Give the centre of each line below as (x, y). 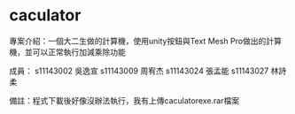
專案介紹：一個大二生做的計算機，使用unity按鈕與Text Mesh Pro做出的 (138, 41)
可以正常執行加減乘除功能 (79, 52)
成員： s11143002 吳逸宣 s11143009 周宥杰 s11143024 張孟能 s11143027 (139, 71)
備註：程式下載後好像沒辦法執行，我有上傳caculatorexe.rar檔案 (124, 100)
